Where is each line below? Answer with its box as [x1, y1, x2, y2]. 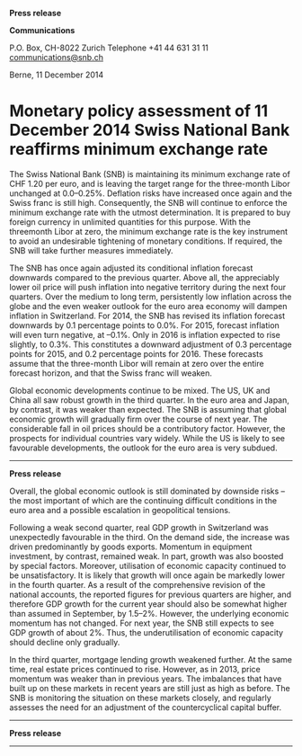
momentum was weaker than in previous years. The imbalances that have [9, 673, 282, 684]
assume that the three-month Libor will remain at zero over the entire [9, 358, 264, 369]
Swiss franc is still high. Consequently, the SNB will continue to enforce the [9, 197, 288, 208]
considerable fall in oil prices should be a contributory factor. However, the [9, 422, 286, 434]
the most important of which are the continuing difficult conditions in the [9, 494, 277, 506]
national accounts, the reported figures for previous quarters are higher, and [9, 589, 292, 600]
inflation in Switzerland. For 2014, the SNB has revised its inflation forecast [9, 310, 286, 321]
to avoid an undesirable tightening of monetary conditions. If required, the [9, 236, 283, 246]
